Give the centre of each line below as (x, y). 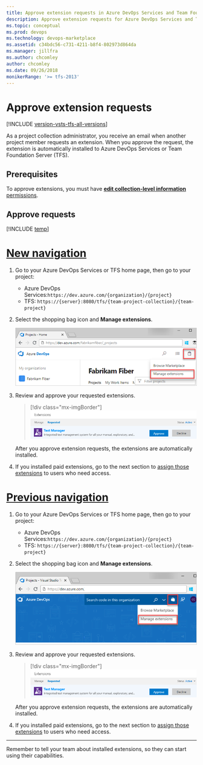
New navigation (47, 253)
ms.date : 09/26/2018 (32, 70)
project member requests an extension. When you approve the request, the (100, 142)
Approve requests (41, 214)
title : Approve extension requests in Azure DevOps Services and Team (97, 13)
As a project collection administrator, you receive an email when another (96, 136)
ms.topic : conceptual (34, 25)
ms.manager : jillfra (32, 51)
